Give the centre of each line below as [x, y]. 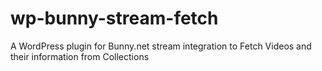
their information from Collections [80, 56]
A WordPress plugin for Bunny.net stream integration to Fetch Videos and [161, 46]
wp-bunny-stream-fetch [114, 18]
